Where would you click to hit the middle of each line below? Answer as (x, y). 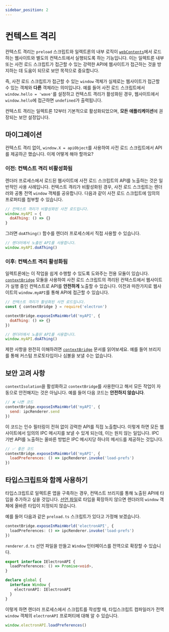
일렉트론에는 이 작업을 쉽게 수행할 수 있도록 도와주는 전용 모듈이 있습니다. (77, 274)
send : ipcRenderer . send (35, 412)
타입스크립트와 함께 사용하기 (47, 480)
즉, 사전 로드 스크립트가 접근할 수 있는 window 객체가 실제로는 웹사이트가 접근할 (82, 81)
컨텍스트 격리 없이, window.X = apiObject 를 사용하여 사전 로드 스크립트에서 (80, 148)
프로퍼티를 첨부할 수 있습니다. (34, 199)
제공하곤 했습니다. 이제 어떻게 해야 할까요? (52, 154)
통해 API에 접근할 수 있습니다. (80, 292)
